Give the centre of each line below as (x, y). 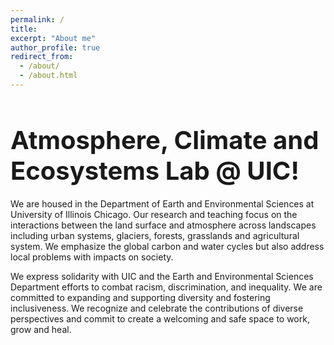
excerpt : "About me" (53, 38)
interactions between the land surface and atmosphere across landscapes (163, 225)
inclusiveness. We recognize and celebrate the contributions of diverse (157, 308)
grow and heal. (41, 329)
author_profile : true (55, 47)
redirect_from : (42, 57)
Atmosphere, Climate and (165, 140)
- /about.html (48, 76)
